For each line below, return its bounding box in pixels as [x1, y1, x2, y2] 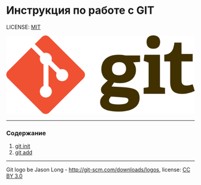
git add [14, 149, 33, 156]
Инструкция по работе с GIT [6, 4, 154, 17]
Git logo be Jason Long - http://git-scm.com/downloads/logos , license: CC [6, 166, 190, 174]
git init [14, 142, 31, 150]
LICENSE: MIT [6, 23, 41, 31]
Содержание [6, 129, 47, 138]
